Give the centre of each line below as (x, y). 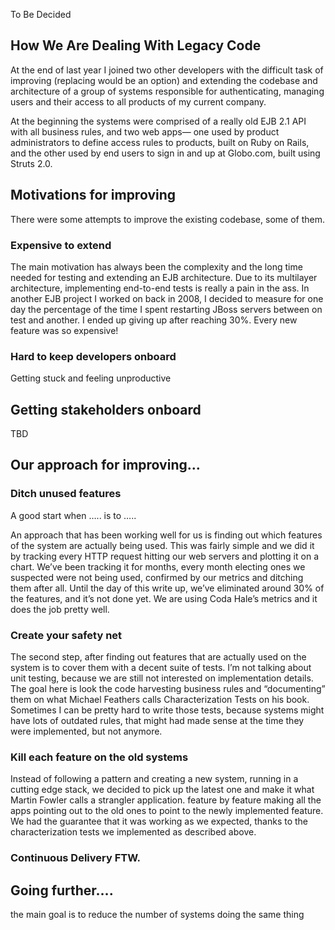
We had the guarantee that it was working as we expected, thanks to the (159, 821)
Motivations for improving (93, 195)
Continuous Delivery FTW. (76, 858)
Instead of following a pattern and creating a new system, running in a (154, 779)
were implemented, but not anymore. (86, 731)
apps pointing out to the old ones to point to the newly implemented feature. (167, 811)
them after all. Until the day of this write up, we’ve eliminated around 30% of (167, 588)
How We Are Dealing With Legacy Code (136, 45)
